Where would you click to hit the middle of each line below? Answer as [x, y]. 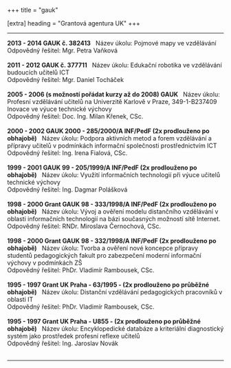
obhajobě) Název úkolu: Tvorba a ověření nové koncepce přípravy [103, 248]
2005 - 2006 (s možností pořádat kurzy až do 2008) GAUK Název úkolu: [113, 94]
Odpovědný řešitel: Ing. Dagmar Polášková [67, 190]
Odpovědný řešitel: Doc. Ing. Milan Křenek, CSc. [75, 116]
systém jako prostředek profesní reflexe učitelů [74, 336]
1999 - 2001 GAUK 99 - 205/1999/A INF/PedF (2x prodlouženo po [102, 167]
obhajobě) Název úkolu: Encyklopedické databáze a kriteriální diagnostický [115, 329]
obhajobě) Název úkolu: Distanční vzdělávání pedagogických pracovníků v [115, 292]
